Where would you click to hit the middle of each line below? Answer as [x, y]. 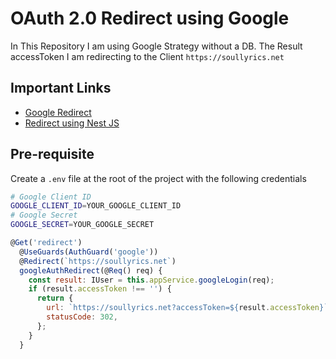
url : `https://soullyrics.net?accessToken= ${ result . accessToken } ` [187, 308]
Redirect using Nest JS [72, 123]
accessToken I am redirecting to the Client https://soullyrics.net [147, 56]
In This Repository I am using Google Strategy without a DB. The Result [156, 46]
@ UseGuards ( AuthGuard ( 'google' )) [89, 252]
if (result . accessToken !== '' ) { [100, 289]
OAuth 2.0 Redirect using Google [150, 18]
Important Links [61, 88]
